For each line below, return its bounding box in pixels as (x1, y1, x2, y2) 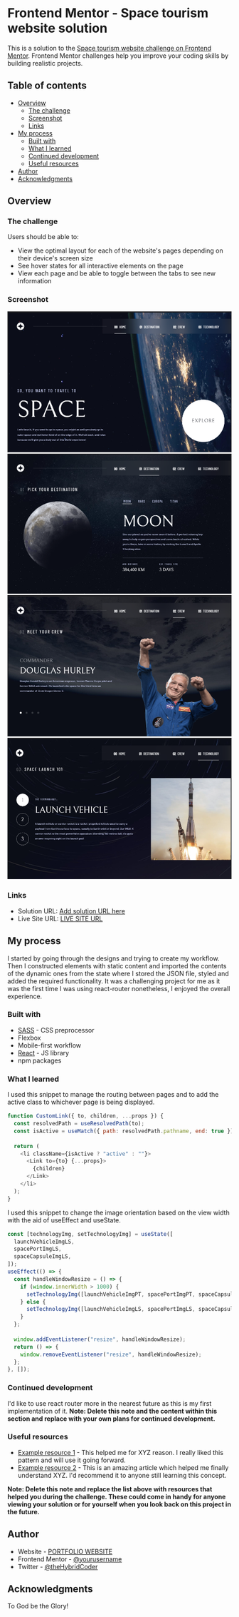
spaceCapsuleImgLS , (14, 1253, 72, 1260)
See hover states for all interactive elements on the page (17, 262, 184, 270)
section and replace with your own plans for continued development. (7, 1414, 216, 1423)
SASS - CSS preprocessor (17, 1025, 95, 1034)
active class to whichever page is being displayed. (7, 1098, 155, 1107)
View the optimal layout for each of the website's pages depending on (17, 246, 224, 255)
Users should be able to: (7, 233, 80, 241)
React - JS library (17, 1048, 70, 1057)
